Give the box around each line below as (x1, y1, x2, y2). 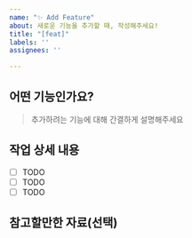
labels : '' (9, 37, 50, 47)
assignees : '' (9, 46, 62, 55)
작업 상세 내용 (9, 143, 80, 158)
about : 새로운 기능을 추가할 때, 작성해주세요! (9, 21, 159, 30)
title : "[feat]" (9, 29, 69, 38)
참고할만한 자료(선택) (9, 215, 118, 231)
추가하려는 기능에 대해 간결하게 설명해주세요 (30, 114, 184, 124)
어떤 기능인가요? (9, 89, 94, 104)
